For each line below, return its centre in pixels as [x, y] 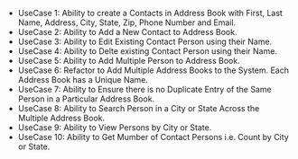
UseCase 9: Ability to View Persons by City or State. [115, 128]
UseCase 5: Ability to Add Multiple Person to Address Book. [129, 61]
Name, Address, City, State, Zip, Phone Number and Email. [127, 22]
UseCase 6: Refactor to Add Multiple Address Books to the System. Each [153, 70]
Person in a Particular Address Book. [86, 99]
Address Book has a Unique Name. [83, 79]
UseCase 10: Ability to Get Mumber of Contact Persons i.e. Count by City [153, 137]
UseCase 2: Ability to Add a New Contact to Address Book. [127, 32]
